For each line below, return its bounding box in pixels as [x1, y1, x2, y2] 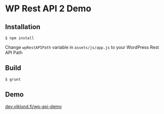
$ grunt [5, 77, 21, 82]
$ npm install [5, 36, 35, 40]
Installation [5, 23, 41, 31]
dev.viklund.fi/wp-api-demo [5, 103, 62, 109]
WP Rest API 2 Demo [5, 3, 91, 14]
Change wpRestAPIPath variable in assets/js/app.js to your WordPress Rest [5, 44, 159, 50]
